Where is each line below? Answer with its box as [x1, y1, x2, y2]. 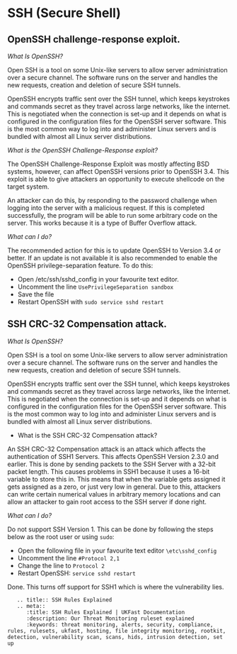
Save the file [17, 290, 54, 299]
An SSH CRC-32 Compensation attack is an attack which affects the [7, 445, 207, 453]
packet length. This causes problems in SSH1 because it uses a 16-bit [7, 467, 210, 476]
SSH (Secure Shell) [7, 5, 122, 21]
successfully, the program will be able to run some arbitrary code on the [7, 211, 218, 219]
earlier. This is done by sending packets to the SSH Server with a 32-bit [7, 460, 216, 468]
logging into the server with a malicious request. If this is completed [7, 204, 205, 212]
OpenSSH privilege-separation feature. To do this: [7, 261, 154, 270]
